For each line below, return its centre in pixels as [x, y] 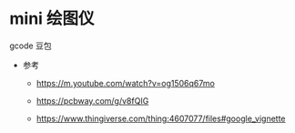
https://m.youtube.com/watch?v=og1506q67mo [126, 83]
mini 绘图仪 [52, 19]
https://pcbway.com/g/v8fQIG [92, 100]
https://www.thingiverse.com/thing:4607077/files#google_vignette [161, 118]
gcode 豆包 [31, 46]
